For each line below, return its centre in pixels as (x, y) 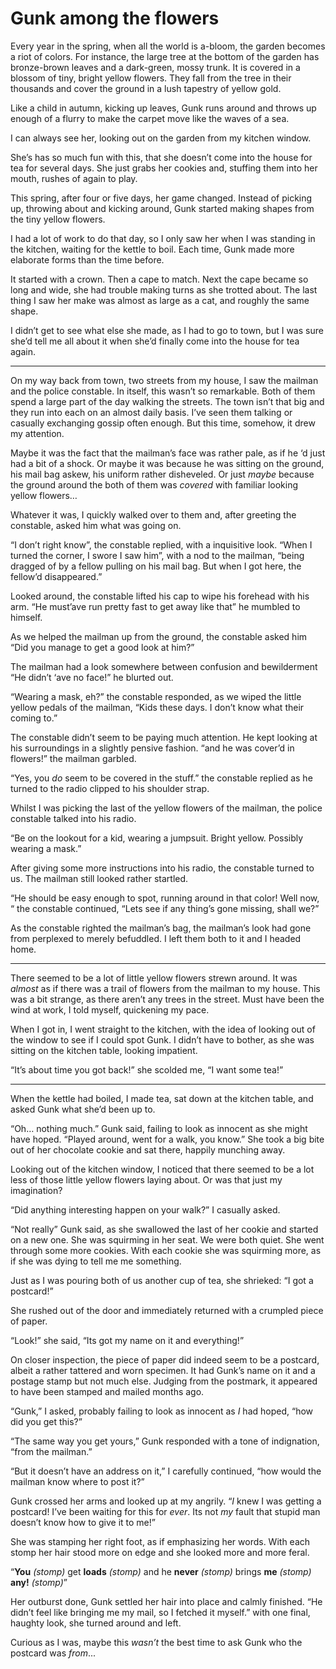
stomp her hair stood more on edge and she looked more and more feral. (160, 1552)
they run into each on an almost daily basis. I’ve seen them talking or (151, 412)
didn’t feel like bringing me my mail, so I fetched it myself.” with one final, (160, 1612)
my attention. (37, 433)
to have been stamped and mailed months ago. (107, 1391)
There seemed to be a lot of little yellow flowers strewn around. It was (154, 978)
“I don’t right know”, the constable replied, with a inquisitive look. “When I (161, 544)
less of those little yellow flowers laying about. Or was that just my (146, 1179)
